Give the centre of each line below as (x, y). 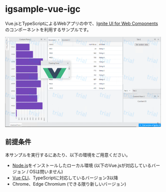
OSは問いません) (46, 171)
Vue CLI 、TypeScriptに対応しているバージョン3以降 (65, 178)
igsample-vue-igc (43, 9)
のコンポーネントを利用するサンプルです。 (48, 29)
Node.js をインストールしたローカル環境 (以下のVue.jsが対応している (82, 165)
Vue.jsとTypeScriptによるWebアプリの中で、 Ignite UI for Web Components (82, 23)
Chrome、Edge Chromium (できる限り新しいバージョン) (69, 184)
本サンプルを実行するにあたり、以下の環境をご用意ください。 (68, 155)
